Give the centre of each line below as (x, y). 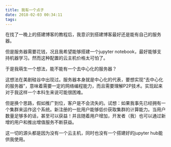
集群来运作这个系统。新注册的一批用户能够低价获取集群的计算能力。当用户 (88, 109)
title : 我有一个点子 (25, 10)
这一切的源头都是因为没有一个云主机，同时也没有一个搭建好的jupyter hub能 (84, 133)
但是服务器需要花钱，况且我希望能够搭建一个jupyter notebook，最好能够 (81, 52)
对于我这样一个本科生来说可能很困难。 (45, 93)
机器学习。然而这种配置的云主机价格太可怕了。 (59, 58)
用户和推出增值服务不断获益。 (45, 122)
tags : (11, 19)
